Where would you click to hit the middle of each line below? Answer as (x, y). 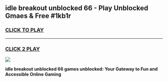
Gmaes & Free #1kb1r (38, 16)
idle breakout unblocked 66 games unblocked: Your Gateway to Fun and (81, 69)
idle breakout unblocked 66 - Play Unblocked (77, 8)
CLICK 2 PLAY (22, 49)
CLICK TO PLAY (24, 30)
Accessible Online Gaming (33, 74)
